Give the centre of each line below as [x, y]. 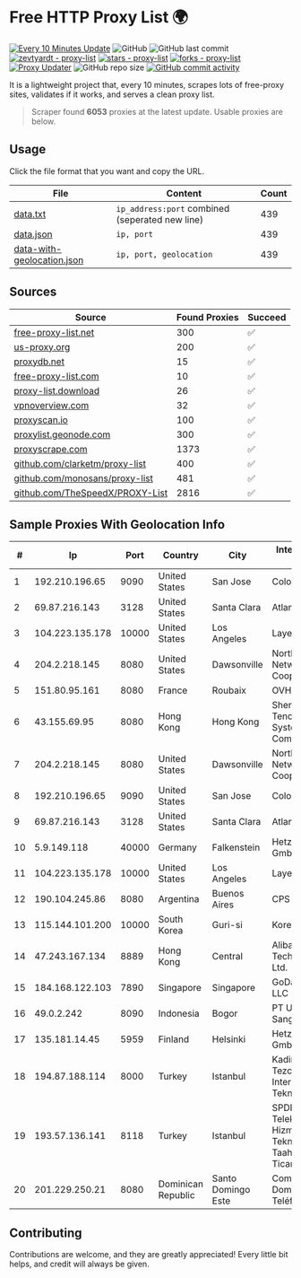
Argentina [179, 899]
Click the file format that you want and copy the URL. [107, 171]
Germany [177, 847]
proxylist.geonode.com [62, 434]
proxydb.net [39, 362]
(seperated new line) [160, 219]
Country [181, 556]
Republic [176, 1195]
